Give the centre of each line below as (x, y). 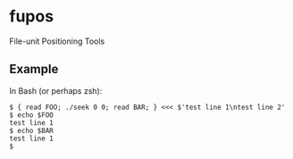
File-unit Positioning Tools (57, 41)
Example (34, 69)
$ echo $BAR (31, 130)
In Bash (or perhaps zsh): (56, 90)
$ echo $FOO (31, 115)
